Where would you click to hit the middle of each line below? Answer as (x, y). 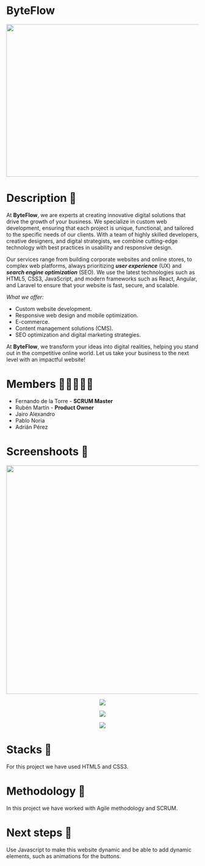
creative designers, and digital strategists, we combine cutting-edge (92, 241)
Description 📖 (41, 198)
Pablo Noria (30, 420)
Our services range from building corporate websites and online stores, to (99, 259)
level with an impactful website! (46, 359)
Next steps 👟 (39, 832)
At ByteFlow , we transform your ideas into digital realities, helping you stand (103, 346)
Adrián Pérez (31, 427)
